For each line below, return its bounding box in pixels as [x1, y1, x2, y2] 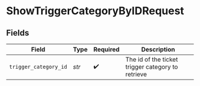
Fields [6, 28, 30, 38]
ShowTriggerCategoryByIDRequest [6, 4, 185, 18]
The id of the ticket [125, 55, 179, 63]
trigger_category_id [9, 63, 67, 70]
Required [93, 46, 120, 53]
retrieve [125, 70, 147, 78]
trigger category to [125, 63, 179, 71]
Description [140, 46, 176, 53]
